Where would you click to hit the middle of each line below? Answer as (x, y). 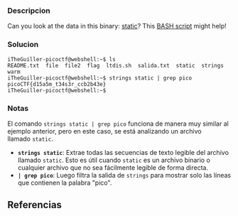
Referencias (35, 205)
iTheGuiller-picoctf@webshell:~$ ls (61, 59)
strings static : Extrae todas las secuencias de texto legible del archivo (123, 152)
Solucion (23, 45)
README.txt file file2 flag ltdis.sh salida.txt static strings (115, 65)
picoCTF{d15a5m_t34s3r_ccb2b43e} (57, 84)
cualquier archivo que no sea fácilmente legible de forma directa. (113, 167)
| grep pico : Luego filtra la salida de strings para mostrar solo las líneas (124, 175)
